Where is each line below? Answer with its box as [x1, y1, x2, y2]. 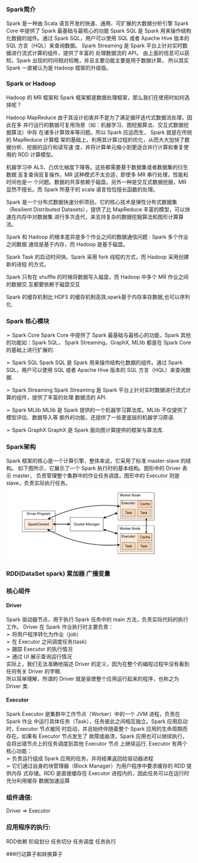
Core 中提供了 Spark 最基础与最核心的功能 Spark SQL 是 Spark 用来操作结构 [6, 27, 192, 34]
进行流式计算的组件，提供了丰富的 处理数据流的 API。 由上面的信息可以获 [11, 49, 190, 57]
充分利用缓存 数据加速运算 [6, 777, 70, 784]
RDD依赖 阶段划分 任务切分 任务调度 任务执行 [6, 837, 116, 845]
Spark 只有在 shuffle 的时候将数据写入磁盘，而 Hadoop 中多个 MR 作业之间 [6, 273, 189, 280]
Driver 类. [6, 682, 30, 689]
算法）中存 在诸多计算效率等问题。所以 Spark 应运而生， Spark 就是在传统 [11, 129, 193, 136]
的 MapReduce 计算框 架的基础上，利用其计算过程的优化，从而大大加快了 [6, 136, 185, 143]
